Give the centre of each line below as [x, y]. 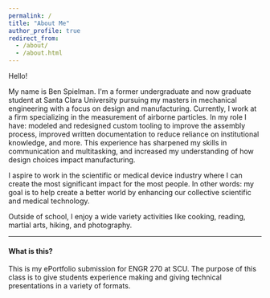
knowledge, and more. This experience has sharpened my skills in [118, 143]
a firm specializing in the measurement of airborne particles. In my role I [127, 117]
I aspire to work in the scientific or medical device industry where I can [125, 175]
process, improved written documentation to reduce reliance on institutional [134, 134]
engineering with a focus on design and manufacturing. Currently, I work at [133, 108]
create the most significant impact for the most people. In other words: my [131, 184]
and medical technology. [49, 201]
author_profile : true [45, 31]
